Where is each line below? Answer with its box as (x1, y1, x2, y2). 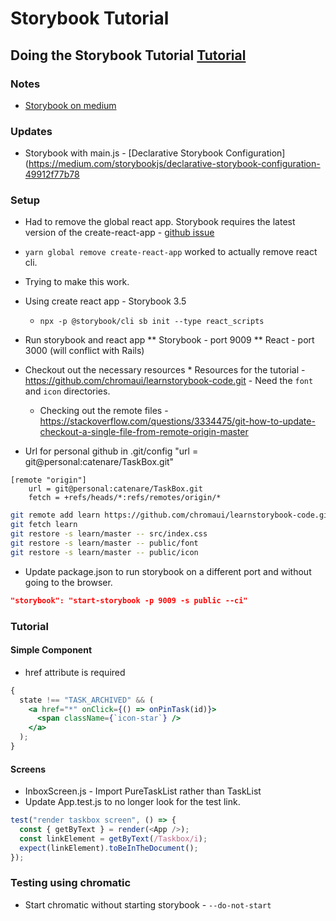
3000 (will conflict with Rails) (24, 345, 145, 357)
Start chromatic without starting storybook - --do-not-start (24, 898, 272, 911)
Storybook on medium (24, 99, 117, 111)
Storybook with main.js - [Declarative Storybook (24, 147, 224, 159)
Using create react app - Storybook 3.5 (24, 295, 187, 307)
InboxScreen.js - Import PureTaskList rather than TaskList (24, 785, 262, 797)
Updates (10, 124, 53, 138)
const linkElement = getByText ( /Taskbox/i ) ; (19, 833, 208, 844)
